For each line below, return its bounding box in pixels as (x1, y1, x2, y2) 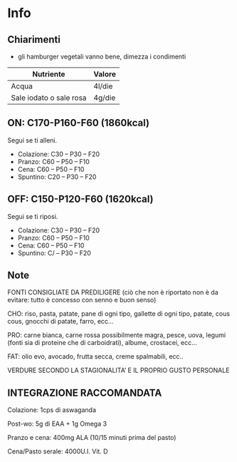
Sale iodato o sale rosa (11, 93, 87, 103)
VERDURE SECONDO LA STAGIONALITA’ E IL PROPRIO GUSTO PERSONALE (7, 366, 230, 375)
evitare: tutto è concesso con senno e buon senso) (7, 296, 157, 304)
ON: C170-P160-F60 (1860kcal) (7, 117, 149, 129)
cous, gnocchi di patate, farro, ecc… (7, 317, 114, 326)
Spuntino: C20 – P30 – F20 (17, 173, 97, 181)
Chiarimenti (7, 34, 60, 46)
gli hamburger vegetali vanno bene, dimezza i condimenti (17, 52, 186, 61)
